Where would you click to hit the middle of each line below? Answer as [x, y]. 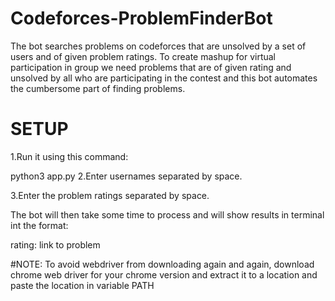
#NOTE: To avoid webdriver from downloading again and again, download [162, 264]
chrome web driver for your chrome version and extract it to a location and [164, 274]
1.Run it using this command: [69, 156]
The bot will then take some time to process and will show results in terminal [167, 214]
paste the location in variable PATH [82, 285]
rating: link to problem [55, 244]
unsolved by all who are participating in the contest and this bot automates [164, 78]
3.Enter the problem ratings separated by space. [110, 195]
